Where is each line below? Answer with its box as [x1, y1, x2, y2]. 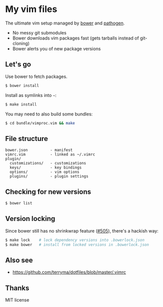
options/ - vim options [10, 169, 80, 174]
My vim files [5, 3, 58, 15]
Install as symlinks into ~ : [5, 92, 57, 98]
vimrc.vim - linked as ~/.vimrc [5, 152, 95, 157]
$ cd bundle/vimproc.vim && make [5, 120, 75, 125]
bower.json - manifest [5, 147, 73, 153]
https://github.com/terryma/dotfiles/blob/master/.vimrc [12, 269, 126, 275]
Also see [5, 256, 33, 264]
